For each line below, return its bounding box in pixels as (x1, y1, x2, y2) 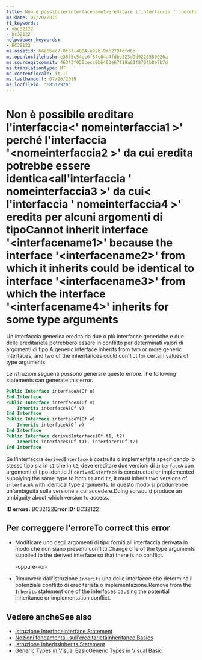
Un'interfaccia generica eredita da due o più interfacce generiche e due (6, 332, 185, 340)
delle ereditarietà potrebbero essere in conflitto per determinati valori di (6, 339, 183, 346)
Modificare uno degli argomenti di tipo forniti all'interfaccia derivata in (14, 539, 188, 546)
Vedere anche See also (6, 612, 92, 622)
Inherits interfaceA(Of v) (17, 405, 85, 411)
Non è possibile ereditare (6, 108, 134, 121)
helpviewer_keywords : (6, 37, 61, 43)
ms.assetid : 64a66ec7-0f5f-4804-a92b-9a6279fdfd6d (6, 48, 136, 54)
